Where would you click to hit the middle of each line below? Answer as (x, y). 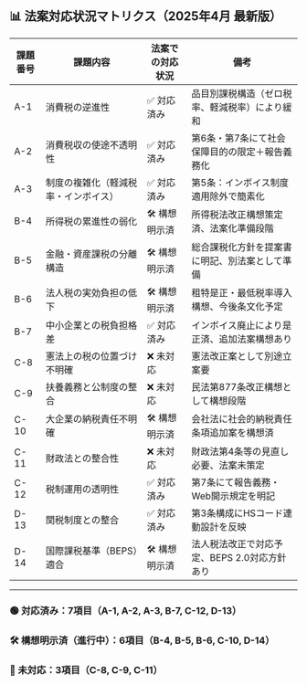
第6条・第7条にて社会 (238, 138)
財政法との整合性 (82, 458)
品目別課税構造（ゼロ (237, 93)
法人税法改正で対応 (233, 543)
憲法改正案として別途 (237, 356)
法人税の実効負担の (87, 293)
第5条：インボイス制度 (240, 183)
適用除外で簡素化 (228, 196)
